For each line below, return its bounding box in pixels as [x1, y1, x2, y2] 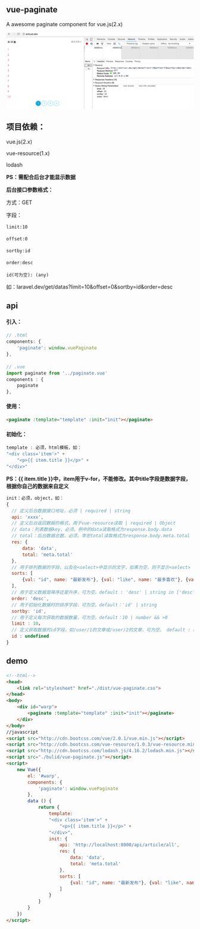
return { [37, 805, 60, 811]
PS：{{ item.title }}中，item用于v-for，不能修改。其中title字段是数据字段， [6, 475, 191, 482]
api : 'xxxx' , [11, 514, 44, 520]
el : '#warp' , [27, 773, 60, 779]
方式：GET [6, 199, 33, 206]
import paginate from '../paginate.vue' [6, 370, 108, 376]
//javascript [6, 729, 39, 735]
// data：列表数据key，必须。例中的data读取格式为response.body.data [11, 527, 173, 533]
